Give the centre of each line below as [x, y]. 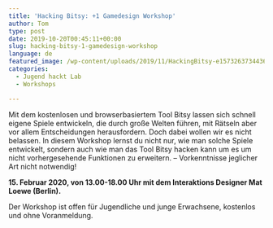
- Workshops [36, 84]
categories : [28, 69]
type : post [27, 31]
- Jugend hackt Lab [49, 77]
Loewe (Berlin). [35, 191]
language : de [30, 54]
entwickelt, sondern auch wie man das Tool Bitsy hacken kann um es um [130, 149]
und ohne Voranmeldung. [51, 215]
